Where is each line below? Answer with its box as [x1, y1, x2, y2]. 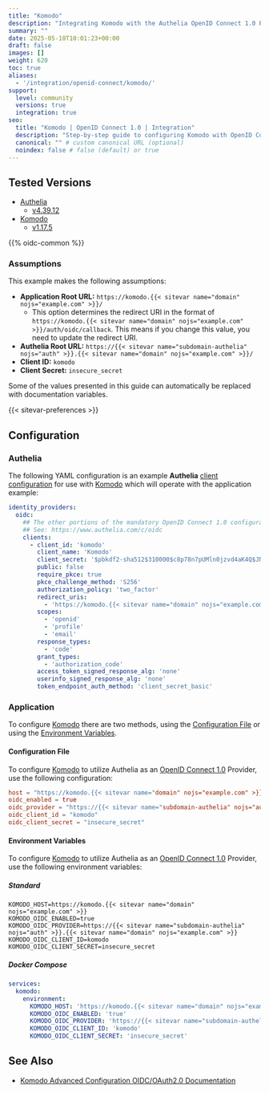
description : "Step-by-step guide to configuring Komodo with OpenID [15, 131, 252, 139]
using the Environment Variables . [8, 728, 118, 738]
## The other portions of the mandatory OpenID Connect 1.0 [22, 518, 227, 526]
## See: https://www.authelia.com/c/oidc [22, 526, 163, 534]
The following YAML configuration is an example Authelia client [8, 471, 219, 481]
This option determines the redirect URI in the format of [31, 307, 215, 317]
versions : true [15, 101, 66, 109]
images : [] [8, 49, 45, 57]
